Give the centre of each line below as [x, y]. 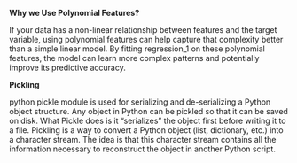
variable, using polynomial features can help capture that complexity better [146, 39]
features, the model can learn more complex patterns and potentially [134, 58]
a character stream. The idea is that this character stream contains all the [143, 140]
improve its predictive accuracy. [67, 67]
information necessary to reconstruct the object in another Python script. [143, 149]
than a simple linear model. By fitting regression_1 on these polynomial [137, 49]
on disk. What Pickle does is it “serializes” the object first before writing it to [148, 120]
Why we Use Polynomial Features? [74, 13]
